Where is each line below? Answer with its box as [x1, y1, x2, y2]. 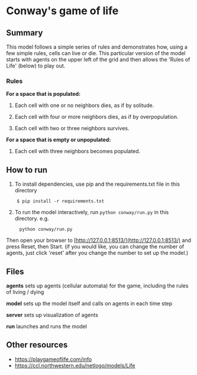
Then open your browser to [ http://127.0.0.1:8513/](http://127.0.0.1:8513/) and [6, 237, 191, 244]
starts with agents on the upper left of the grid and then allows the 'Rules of [6, 56, 190, 63]
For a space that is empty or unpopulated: [6, 136, 111, 143]
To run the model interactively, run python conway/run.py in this [14, 209, 169, 216]
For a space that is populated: [6, 90, 81, 98]
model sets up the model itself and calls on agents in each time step [6, 300, 173, 307]
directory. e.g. [14, 215, 49, 222]
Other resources [6, 340, 68, 350]
